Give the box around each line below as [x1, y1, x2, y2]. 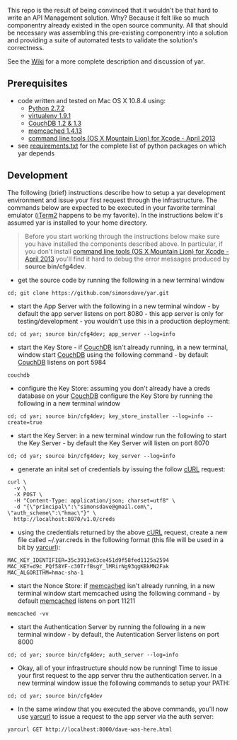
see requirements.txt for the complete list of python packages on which [17, 141, 226, 150]
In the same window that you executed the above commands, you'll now [17, 705, 229, 713]
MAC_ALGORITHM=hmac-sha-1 [7, 569, 83, 576]
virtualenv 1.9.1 [28, 111, 71, 119]
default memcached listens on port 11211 [17, 597, 136, 605]
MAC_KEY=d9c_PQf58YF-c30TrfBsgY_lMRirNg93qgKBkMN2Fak [7, 563, 170, 570]
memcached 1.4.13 [28, 127, 83, 135]
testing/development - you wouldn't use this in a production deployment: [17, 317, 231, 325]
